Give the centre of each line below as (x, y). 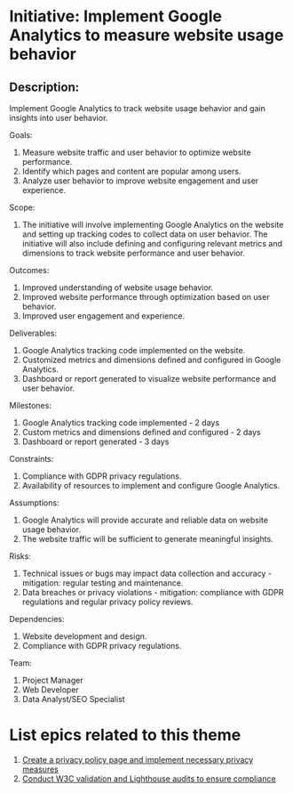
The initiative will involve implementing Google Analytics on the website (153, 225)
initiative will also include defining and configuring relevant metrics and (152, 243)
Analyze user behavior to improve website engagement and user (140, 181)
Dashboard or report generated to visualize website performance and (149, 379)
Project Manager (52, 680)
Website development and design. (84, 636)
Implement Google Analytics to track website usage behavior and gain (138, 108)
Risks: (20, 556)
